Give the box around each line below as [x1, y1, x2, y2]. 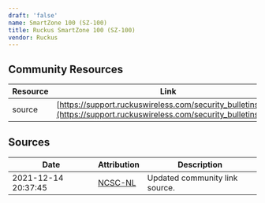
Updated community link [147, 172, 238, 183]
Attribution [97, 159, 140, 170]
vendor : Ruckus [8, 33, 58, 42]
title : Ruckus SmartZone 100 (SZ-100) [8, 26, 136, 34]
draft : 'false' [8, 11, 58, 20]
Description [177, 159, 223, 170]
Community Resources [8, 62, 124, 76]
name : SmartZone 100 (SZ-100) [8, 19, 108, 27]
